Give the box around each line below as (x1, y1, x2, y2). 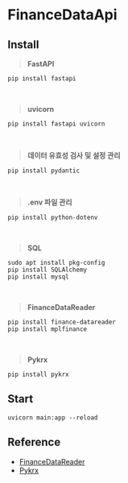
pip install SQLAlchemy (7, 266, 88, 274)
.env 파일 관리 (27, 197, 72, 207)
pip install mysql (7, 273, 69, 281)
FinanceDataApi (7, 6, 118, 24)
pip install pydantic (7, 167, 81, 175)
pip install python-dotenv (7, 213, 98, 221)
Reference (7, 436, 61, 449)
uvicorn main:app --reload (7, 413, 98, 422)
